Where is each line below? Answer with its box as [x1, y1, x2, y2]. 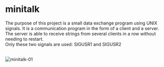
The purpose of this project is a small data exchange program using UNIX [5, 20, 157, 26]
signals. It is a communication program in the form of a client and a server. [5, 25, 159, 31]
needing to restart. [5, 36, 44, 42]
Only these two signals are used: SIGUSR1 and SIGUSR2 [5, 41, 122, 47]
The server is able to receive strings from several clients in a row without [5, 30, 156, 36]
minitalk [5, 3, 40, 15]
